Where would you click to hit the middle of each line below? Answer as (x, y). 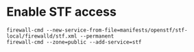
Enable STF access (62, 12)
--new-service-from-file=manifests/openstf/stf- (117, 30)
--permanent (97, 36)
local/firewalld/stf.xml (42, 36)
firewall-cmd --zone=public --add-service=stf (74, 42)
